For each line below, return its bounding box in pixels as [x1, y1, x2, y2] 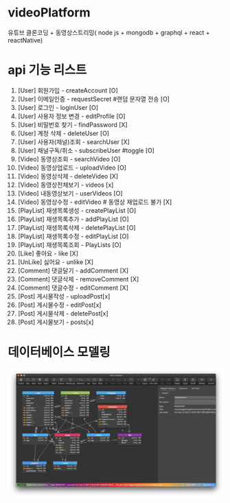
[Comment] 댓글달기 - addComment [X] [17, 266, 129, 274]
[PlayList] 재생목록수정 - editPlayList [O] [17, 232, 129, 240]
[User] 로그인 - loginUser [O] [17, 103, 99, 111]
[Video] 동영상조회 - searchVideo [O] [17, 154, 121, 163]
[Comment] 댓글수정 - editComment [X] [17, 283, 129, 292]
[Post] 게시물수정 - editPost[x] [17, 301, 102, 309]
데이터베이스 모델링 [8, 344, 111, 360]
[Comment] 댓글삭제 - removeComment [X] [17, 274, 139, 283]
